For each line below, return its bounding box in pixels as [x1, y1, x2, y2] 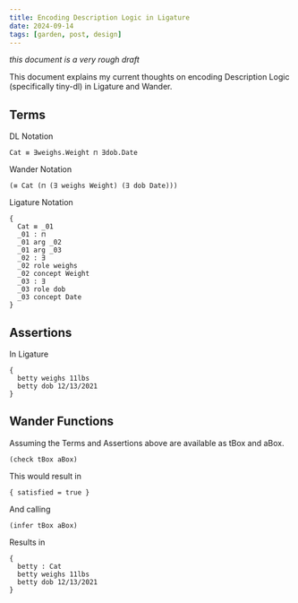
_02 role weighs [17, 262, 78, 271]
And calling [9, 504, 51, 514]
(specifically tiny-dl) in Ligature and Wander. [9, 82, 173, 92]
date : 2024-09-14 [9, 22, 74, 30]
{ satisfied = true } [9, 487, 90, 497]
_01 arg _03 [17, 246, 63, 255]
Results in [9, 537, 46, 547]
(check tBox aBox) [9, 454, 78, 464]
